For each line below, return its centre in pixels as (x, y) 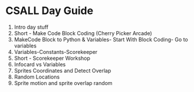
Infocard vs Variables (40, 64)
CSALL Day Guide (50, 11)
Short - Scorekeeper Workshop (52, 58)
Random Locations (37, 77)
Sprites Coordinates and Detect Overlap (63, 70)
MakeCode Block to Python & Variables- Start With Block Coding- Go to (101, 39)
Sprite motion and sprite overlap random (63, 83)
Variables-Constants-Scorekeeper (56, 52)
